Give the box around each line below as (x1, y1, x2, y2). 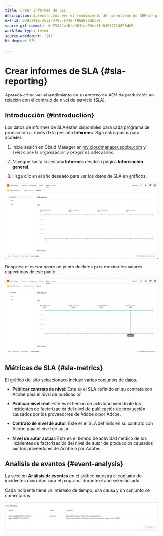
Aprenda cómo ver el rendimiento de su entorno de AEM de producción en (5, 92, 154, 97)
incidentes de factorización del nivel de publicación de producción (12, 406, 146, 412)
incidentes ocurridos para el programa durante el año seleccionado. (5, 478, 141, 483)
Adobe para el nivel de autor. (12, 426, 70, 432)
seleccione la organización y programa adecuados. (12, 149, 115, 155)
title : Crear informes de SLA (5, 8, 66, 13)
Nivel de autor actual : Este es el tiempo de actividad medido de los (12, 435, 147, 441)
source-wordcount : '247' (5, 34, 55, 38)
